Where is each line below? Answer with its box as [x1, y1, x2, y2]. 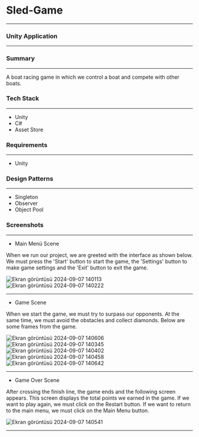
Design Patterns [6, 175, 53, 183]
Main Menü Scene [14, 240, 59, 247]
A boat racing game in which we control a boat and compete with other [6, 73, 179, 81]
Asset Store [14, 126, 43, 133]
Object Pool [14, 206, 44, 213]
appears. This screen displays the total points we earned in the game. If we [6, 394, 190, 401]
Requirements [6, 140, 48, 149]
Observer [14, 200, 38, 207]
